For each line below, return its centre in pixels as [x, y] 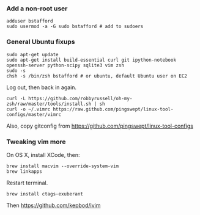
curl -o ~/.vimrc [28, 109]
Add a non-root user [37, 9]
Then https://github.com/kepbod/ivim [54, 205]
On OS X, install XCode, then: [43, 155]
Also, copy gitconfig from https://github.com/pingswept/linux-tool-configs [100, 126]
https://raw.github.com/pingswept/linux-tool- [113, 109]
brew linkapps [24, 171]
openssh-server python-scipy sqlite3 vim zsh [65, 65]
